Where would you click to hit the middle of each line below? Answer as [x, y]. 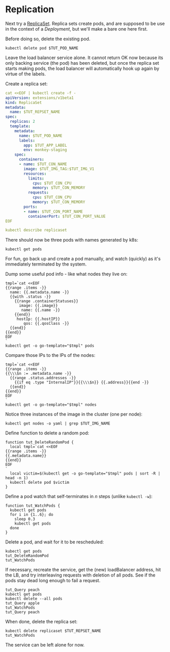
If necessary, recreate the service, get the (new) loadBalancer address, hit [83, 570]
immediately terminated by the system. [46, 264]
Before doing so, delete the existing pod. [48, 39]
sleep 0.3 [25, 519]
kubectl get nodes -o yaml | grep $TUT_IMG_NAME [58, 424]
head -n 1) [17, 478]
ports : [31, 207]
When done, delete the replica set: [41, 622]
